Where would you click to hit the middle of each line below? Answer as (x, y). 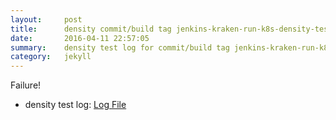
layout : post (46, 19)
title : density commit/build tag (91, 29)
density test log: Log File (75, 105)
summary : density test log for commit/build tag (120, 47)
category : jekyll (51, 57)
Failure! (26, 85)
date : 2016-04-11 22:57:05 (80, 38)
